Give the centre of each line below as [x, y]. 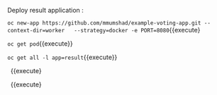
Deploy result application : [45, 10]
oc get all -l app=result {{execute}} [62, 57]
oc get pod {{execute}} [40, 44]
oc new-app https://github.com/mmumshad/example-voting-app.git [104, 23]
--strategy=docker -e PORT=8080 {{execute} [137, 30]
